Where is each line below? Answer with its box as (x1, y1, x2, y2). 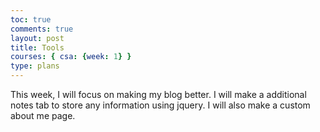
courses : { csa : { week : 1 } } (10, 52, 132, 62)
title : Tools (10, 42, 65, 53)
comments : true (10, 24, 74, 34)
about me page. (10, 110, 76, 121)
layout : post (10, 33, 65, 43)
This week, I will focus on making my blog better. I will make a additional (10, 89, 307, 100)
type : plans (10, 61, 60, 71)
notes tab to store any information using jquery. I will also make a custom (10, 99, 311, 111)
